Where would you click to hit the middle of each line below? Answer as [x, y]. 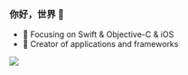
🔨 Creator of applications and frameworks [100, 44]
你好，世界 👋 [37, 14]
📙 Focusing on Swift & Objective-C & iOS [98, 34]
